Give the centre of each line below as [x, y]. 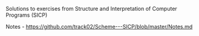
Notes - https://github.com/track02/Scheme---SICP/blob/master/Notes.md [99, 27]
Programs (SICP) [27, 15]
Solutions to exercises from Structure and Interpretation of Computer [92, 9]
